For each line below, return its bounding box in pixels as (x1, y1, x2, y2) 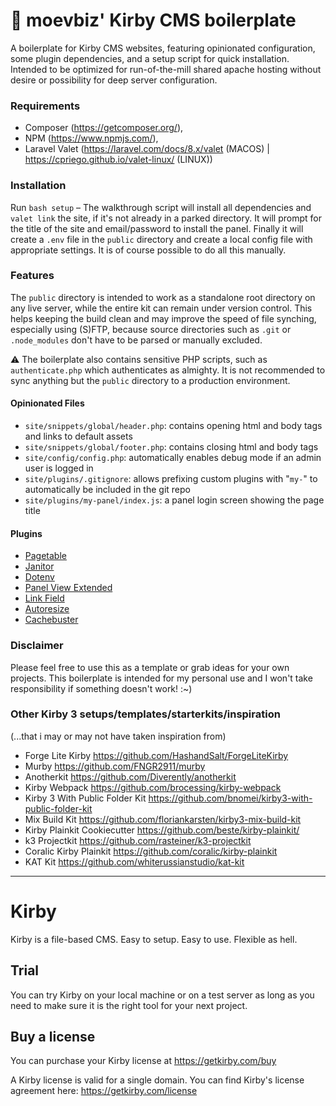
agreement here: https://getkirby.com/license (10, 1085, 198, 1097)
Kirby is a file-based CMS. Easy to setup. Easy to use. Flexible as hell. (10, 933, 298, 945)
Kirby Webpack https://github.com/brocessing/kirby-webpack (24, 781, 282, 793)
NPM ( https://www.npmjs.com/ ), (24, 132, 159, 144)
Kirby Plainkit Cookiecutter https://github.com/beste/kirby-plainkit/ (24, 824, 300, 836)
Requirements (10, 99, 81, 113)
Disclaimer (10, 639, 64, 653)
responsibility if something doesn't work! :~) (10, 682, 193, 694)
